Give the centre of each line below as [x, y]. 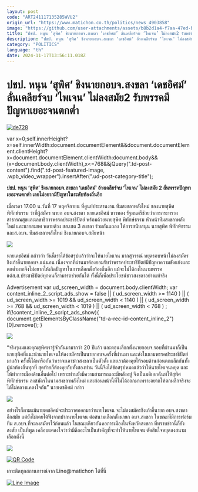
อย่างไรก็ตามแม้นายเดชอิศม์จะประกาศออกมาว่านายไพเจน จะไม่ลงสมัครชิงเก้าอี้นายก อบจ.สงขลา [97, 410]
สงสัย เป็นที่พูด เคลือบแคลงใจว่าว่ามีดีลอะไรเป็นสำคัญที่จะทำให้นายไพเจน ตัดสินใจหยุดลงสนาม [96, 430]
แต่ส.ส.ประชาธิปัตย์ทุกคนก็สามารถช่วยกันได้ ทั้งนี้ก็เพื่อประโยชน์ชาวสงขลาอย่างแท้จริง [87, 275]
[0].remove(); [23, 324]
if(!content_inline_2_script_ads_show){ [53, 312]
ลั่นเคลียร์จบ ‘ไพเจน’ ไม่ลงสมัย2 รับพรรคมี [88, 97]
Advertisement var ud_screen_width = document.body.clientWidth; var [92, 287]
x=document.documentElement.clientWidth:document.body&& [82, 158]
